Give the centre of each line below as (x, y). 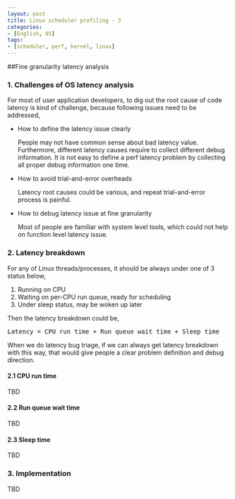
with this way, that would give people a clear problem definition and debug (116, 352)
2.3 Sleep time (29, 439)
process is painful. (44, 200)
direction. (21, 359)
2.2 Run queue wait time (44, 408)
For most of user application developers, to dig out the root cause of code (115, 100)
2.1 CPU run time (32, 376)
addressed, (24, 115)
